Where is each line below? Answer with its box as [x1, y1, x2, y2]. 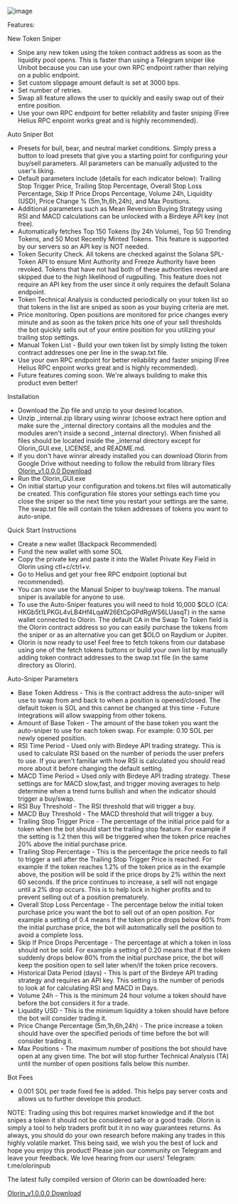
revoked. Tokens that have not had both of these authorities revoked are [17, 265, 229, 274]
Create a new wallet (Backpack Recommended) [17, 540, 158, 548]
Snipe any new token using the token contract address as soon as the [17, 48, 222, 56]
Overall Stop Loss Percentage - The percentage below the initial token [17, 901, 224, 908]
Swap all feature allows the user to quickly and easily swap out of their [17, 93, 225, 102]
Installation [7, 393, 40, 400]
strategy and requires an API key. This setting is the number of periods [17, 976, 225, 985]
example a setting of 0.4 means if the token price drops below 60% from [17, 915, 231, 924]
